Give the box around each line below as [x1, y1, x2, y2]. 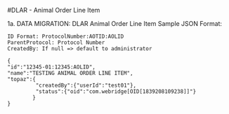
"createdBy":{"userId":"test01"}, [35, 82, 137, 89]
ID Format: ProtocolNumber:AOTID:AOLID [7, 33, 124, 40]
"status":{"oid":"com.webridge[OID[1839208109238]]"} [35, 88, 197, 95]
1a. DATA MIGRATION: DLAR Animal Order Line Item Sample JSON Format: [7, 20, 223, 27]
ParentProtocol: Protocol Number [7, 39, 105, 46]
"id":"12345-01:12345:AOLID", [7, 64, 96, 71]
